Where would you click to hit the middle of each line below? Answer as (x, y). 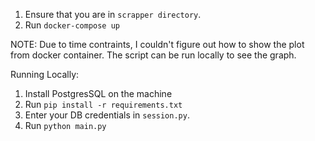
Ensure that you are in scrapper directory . (113, 14)
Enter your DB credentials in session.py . (107, 115)
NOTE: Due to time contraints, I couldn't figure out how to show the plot (157, 44)
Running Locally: (45, 74)
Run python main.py (65, 125)
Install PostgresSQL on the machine (98, 93)
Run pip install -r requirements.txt (103, 104)
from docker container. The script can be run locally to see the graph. (153, 55)
